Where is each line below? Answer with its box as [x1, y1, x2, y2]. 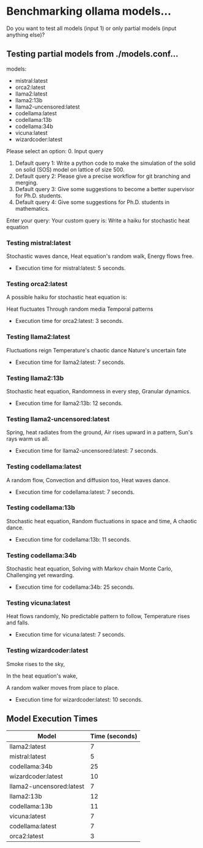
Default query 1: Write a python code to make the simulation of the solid [15, 159, 196, 167]
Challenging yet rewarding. [6, 572, 75, 579]
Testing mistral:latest [6, 238, 72, 247]
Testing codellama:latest [6, 463, 82, 471]
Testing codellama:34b [6, 551, 77, 559]
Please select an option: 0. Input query [6, 147, 104, 154]
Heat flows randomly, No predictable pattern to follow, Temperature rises [6, 613, 190, 620]
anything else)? [6, 31, 45, 38]
